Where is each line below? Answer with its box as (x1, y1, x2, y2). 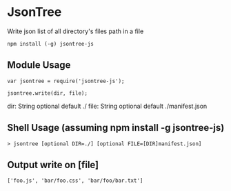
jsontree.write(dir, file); (7, 89, 88, 97)
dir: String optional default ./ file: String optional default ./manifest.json (7, 102, 208, 110)
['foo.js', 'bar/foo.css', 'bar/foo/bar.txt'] (7, 177, 143, 184)
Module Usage (7, 60, 71, 71)
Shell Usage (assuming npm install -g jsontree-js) (7, 122, 225, 134)
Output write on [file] (7, 158, 99, 170)
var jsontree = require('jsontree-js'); (7, 78, 125, 84)
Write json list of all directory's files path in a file (7, 27, 144, 35)
